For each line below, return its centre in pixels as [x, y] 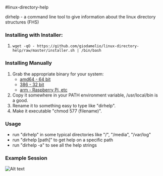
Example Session [26, 158]
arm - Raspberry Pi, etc [44, 89]
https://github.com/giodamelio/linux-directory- [88, 46]
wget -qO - [24, 46]
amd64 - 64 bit [35, 79]
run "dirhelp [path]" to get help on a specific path [62, 140]
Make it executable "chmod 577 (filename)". [57, 111]
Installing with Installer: [34, 35]
